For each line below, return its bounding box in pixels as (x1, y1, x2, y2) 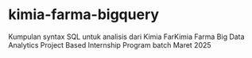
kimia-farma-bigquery (8, 6, 160, 24)
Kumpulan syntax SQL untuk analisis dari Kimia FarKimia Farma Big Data (8, 32, 245, 41)
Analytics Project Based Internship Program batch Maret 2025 (8, 40, 212, 49)
